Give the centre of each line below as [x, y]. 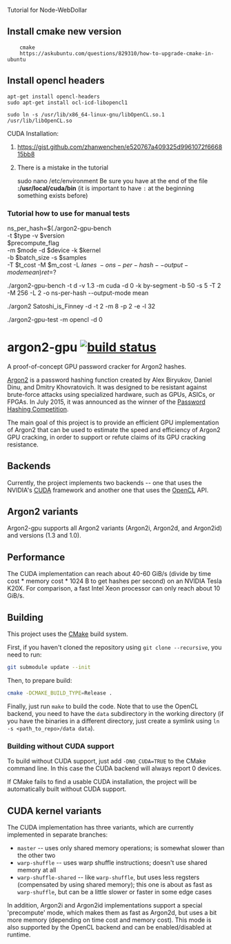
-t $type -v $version [36, 235]
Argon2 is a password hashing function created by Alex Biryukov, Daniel [110, 380]
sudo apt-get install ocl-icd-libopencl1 [68, 103]
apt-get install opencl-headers [53, 96]
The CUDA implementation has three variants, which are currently [101, 827]
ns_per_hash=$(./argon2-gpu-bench [59, 228]
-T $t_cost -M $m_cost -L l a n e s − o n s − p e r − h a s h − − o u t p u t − [98, 265]
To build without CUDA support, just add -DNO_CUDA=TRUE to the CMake [107, 761]
